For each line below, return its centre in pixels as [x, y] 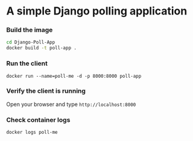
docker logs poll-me [32, 133]
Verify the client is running [46, 91]
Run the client [27, 63]
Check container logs [38, 120]
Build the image [30, 30]
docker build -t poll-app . [42, 48]
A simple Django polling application [97, 11]
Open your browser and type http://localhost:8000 [71, 104]
